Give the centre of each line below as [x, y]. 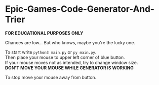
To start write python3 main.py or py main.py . [51, 52]
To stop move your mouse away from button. [51, 77]
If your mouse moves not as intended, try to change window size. [72, 62]
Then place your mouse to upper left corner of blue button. [65, 57]
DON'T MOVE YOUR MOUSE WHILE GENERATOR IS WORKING [69, 68]
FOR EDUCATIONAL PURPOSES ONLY [44, 33]
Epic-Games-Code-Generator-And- [80, 9]
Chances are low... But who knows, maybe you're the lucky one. [70, 42]
